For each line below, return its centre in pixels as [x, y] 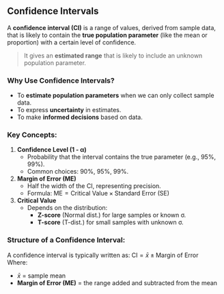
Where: [17, 262]
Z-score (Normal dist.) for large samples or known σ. [112, 215]
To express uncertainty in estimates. [69, 110]
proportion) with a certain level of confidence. [72, 42]
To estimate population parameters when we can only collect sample [115, 96]
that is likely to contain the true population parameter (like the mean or [108, 35]
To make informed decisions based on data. [80, 117]
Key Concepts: [32, 135]
